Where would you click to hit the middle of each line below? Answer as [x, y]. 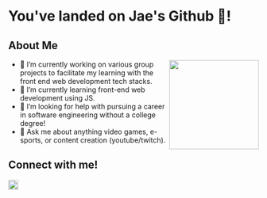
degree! [33, 123]
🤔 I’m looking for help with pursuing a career [92, 107]
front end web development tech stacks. [86, 81]
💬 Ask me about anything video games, [84, 131]
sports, [31, 140]
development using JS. [57, 98]
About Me [33, 46]
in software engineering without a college [88, 115]
